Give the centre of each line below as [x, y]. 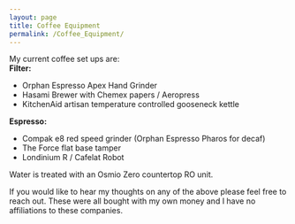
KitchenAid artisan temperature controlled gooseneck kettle [131, 104]
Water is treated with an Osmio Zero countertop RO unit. [111, 174]
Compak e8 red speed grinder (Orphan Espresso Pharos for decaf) [144, 139]
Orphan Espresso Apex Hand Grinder [89, 86]
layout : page [33, 17]
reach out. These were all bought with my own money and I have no [132, 201]
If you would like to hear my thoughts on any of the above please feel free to [148, 192]
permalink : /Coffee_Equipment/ [67, 34]
